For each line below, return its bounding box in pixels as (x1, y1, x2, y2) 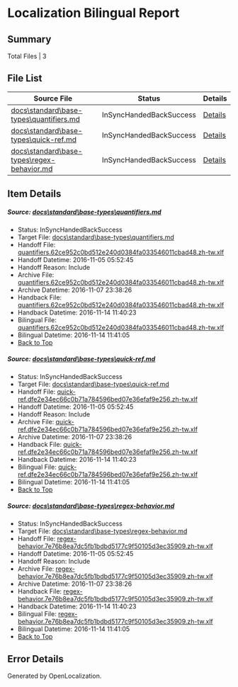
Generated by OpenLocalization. (7, 671, 102, 680)
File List (7, 72, 42, 84)
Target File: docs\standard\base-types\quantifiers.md (17, 233, 175, 242)
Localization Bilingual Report (7, 5, 180, 21)
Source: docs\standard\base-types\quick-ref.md (7, 354, 156, 363)
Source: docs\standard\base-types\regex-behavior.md (7, 501, 175, 510)
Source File (33, 93, 73, 103)
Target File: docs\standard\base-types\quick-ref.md (17, 380, 170, 389)
